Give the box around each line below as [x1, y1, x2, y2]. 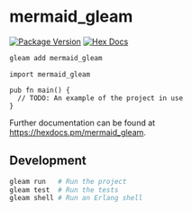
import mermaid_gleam [9, 69, 91, 78]
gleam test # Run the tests [9, 185, 119, 195]
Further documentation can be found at [9, 117, 156, 128]
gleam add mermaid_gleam [9, 53, 103, 62]
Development [9, 153, 87, 169]
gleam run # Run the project [9, 177, 127, 186]
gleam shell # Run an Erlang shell [9, 194, 143, 203]
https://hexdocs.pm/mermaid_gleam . [9, 126, 147, 137]
